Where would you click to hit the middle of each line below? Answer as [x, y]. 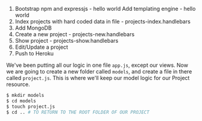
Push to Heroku [34, 53]
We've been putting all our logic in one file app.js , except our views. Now [97, 65]
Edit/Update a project [41, 47]
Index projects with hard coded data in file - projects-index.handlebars [103, 21]
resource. [18, 84]
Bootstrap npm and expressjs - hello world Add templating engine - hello [105, 9]
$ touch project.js [31, 107]
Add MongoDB [33, 28]
